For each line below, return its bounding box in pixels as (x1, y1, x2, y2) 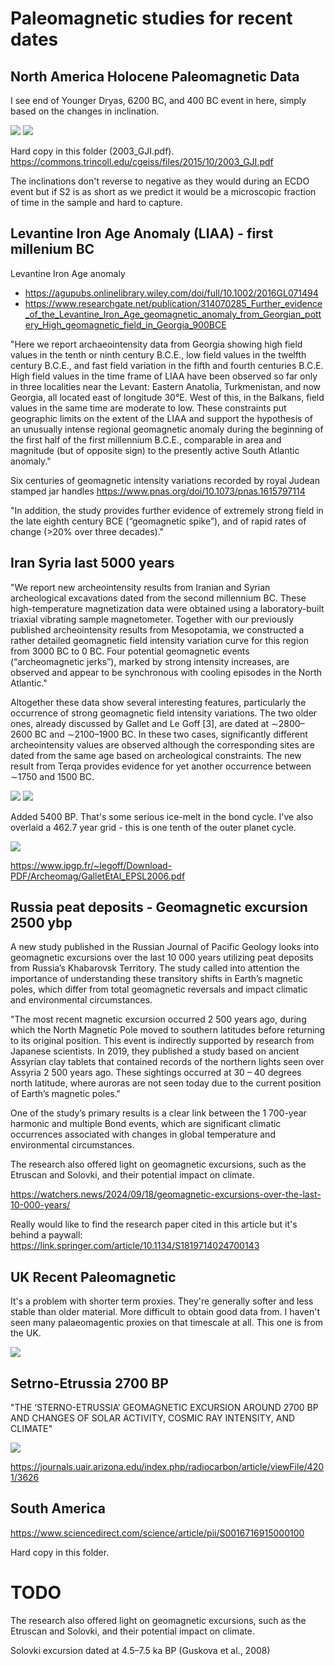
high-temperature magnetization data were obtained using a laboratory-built (10, 602, 325, 614)
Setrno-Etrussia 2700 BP (10, 1375, 169, 1392)
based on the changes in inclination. (10, 105, 160, 117)
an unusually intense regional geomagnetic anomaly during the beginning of (10, 423, 324, 435)
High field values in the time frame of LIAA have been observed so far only (10, 370, 318, 382)
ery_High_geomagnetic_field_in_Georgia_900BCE (24, 318, 227, 331)
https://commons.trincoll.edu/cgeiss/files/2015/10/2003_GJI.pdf (10, 156, 274, 167)
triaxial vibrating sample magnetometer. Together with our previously (10, 613, 295, 625)
